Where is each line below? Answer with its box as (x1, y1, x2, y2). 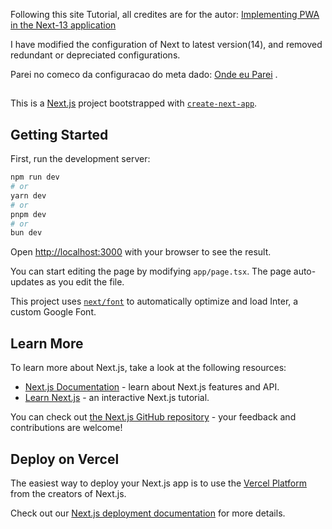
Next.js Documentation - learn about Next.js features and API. (24, 381, 280, 393)
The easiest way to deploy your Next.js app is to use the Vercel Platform (10, 477, 308, 489)
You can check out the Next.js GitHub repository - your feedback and (10, 411, 297, 423)
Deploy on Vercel (10, 450, 120, 468)
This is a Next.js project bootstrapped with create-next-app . (10, 97, 258, 109)
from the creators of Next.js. (10, 487, 127, 499)
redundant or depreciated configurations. (10, 49, 181, 61)
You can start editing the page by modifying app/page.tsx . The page (10, 265, 292, 278)
